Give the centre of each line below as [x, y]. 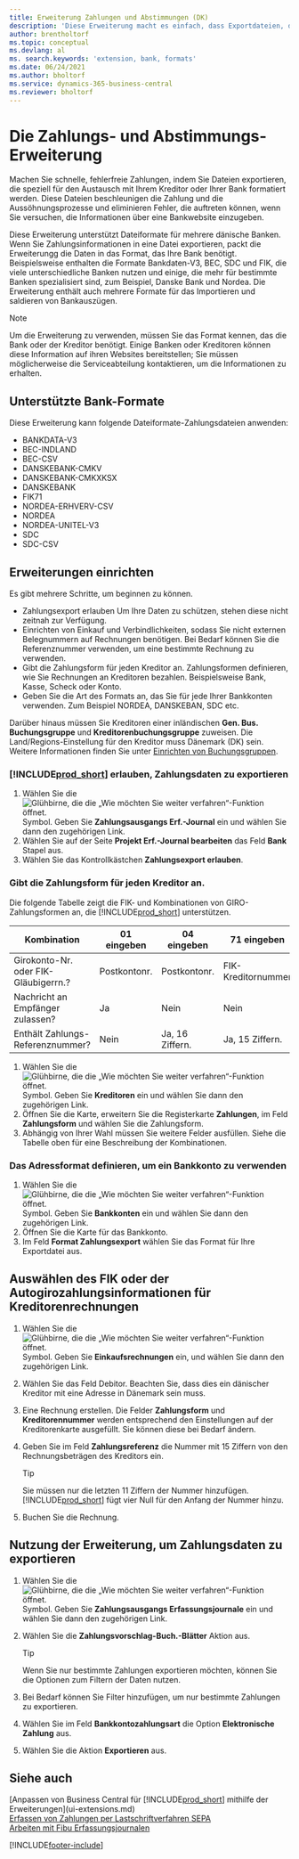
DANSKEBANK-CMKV [62, 469]
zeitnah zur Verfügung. [64, 621]
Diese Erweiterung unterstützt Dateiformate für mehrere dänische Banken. [145, 235]
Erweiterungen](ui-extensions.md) [72, 1809]
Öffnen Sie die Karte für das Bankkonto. [95, 1232]
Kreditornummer [257, 976]
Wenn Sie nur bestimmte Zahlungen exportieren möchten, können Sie [149, 1670]
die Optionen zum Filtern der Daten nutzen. [101, 1679]
